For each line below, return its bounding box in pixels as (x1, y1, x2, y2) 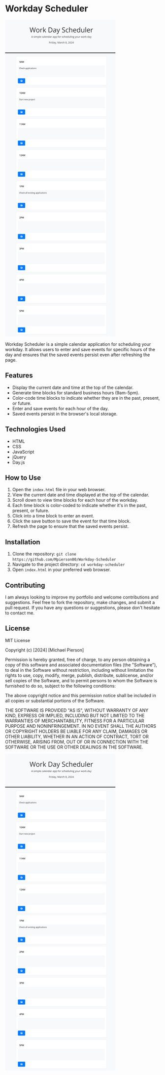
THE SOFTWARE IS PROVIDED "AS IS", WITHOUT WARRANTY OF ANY (5, 707, 149, 713)
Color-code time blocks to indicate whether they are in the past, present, (12, 395, 160, 401)
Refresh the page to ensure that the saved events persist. (12, 523, 129, 529)
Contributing (5, 581, 45, 589)
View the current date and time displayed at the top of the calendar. (12, 492, 149, 498)
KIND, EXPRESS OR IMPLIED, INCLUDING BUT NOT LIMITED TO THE (5, 712, 145, 718)
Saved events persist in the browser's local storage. (12, 411, 118, 417)
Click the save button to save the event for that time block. (12, 518, 131, 524)
